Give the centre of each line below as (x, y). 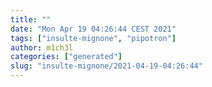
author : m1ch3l (42, 47)
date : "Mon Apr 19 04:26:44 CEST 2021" (93, 29)
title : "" (31, 19)
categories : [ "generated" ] (66, 57)
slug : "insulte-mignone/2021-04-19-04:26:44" (106, 66)
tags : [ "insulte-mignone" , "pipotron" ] (93, 38)
